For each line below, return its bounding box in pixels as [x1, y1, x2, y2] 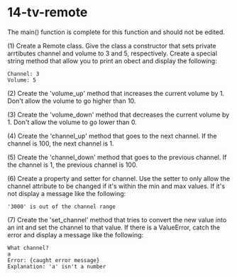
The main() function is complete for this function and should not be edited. [7, 28, 226, 36]
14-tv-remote [7, 4, 88, 21]
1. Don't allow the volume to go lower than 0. [7, 118, 137, 126]
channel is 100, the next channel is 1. [7, 139, 114, 148]
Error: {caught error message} [7, 256, 100, 264]
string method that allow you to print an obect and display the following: [7, 56, 218, 65]
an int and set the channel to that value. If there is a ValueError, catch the [7, 223, 221, 232]
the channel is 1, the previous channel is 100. [7, 161, 138, 169]
